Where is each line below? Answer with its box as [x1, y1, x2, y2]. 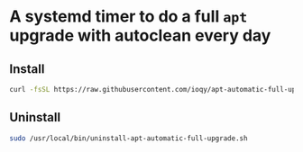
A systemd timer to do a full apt [9, 6, 248, 27]
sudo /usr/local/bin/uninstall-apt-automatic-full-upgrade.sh [9, 133, 248, 143]
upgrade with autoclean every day [9, 25, 271, 46]
